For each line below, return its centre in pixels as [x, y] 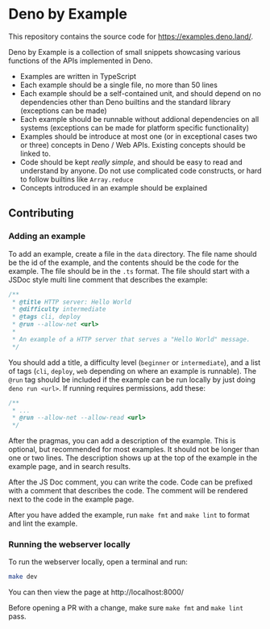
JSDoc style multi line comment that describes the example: [108, 279]
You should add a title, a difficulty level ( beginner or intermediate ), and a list [135, 362]
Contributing [41, 214]
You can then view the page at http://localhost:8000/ [96, 592]
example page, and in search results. [70, 467]
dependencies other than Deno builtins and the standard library [125, 102]
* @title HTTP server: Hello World [71, 302]
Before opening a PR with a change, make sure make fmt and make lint [126, 608]
